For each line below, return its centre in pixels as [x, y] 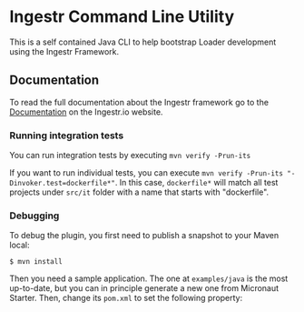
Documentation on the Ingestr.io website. [86, 112]
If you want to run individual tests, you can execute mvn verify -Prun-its [147, 173]
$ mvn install [36, 262]
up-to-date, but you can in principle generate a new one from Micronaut [144, 288]
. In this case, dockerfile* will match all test [196, 183]
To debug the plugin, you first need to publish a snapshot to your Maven [144, 236]
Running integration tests [67, 136]
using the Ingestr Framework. [64, 51]
